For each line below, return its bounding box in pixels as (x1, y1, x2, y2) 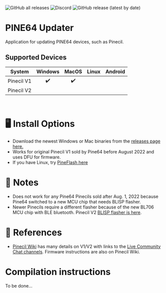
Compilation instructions (5, 266, 111, 277)
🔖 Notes (5, 176, 39, 188)
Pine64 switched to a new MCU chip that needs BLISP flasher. (12, 198, 141, 204)
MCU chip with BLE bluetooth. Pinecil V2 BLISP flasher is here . (12, 209, 142, 215)
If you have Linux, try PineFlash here (12, 159, 88, 165)
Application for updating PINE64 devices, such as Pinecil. (5, 38, 124, 44)
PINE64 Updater (5, 22, 74, 33)
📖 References (5, 226, 62, 238)
